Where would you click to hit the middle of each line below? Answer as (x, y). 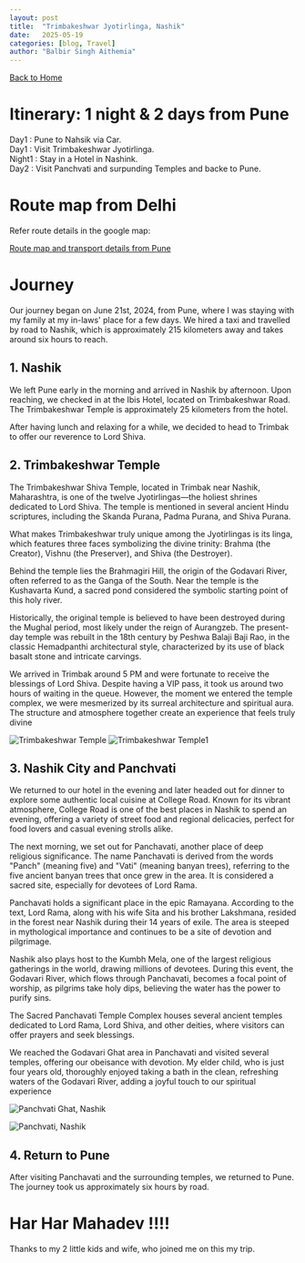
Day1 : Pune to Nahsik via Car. (66, 140)
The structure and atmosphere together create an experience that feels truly (152, 712)
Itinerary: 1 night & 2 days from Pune (149, 114)
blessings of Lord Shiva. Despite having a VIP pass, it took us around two (147, 683)
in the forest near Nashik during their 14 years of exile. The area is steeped (149, 922)
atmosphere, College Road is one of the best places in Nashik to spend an (148, 810)
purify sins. (30, 998)
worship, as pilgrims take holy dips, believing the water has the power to (145, 988)
